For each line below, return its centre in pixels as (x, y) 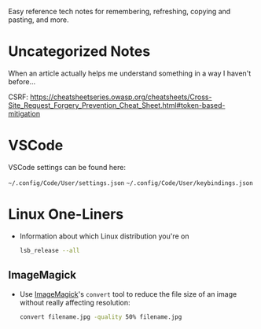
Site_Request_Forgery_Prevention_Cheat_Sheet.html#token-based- (117, 105)
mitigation (24, 113)
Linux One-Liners (66, 214)
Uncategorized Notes (79, 52)
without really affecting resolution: (75, 302)
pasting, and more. (39, 20)
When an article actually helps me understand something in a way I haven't (130, 73)
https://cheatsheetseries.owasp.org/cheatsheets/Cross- (121, 97)
